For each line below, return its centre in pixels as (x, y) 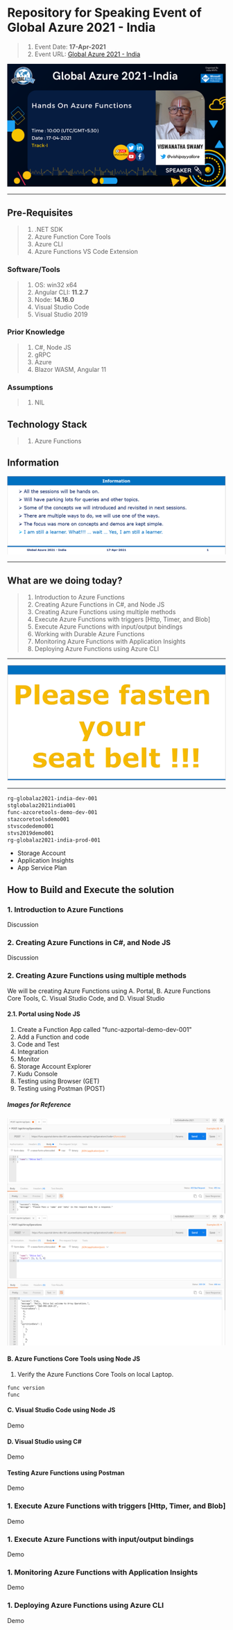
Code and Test (38, 1044)
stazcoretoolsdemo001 (38, 820)
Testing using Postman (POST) (61, 1088)
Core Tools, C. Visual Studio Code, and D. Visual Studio (86, 998)
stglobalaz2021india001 (42, 806)
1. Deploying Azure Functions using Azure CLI (86, 1606)
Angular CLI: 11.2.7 (61, 292)
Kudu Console (37, 1073)
